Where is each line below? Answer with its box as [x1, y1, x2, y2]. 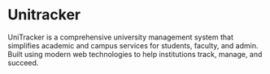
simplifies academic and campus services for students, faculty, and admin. [7, 40, 259, 50]
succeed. [7, 58, 39, 68]
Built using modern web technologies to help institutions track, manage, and [7, 49, 263, 59]
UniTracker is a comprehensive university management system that [7, 32, 233, 42]
